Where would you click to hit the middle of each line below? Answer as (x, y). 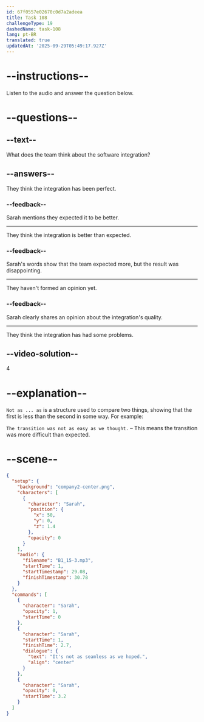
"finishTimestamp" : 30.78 (55, 577)
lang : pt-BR (21, 35)
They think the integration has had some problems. (70, 334)
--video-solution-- (42, 354)
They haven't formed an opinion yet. (52, 288)
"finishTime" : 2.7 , (47, 646)
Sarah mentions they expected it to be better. (63, 218)
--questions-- (42, 118)
